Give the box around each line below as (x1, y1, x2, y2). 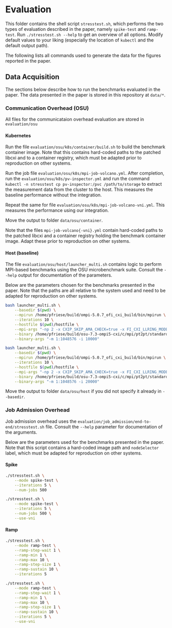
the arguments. (5, 429, 37, 435)
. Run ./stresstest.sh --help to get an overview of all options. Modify (14, 31, 163, 37)
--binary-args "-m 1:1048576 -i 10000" (14, 336, 100, 342)
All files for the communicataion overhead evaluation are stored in (5, 116, 144, 123)
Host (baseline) (5, 250, 39, 256)
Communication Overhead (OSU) (5, 104, 89, 111)
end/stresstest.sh (5, 424, 45, 429)
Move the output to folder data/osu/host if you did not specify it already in (5, 388, 162, 395)
